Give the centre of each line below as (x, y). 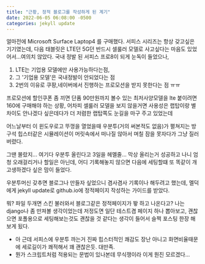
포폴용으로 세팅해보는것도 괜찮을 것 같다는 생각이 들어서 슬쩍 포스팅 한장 (103, 219)
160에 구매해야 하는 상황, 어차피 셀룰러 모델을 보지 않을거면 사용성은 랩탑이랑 (98, 106)
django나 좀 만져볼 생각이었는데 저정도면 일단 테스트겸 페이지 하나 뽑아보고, (96, 211)
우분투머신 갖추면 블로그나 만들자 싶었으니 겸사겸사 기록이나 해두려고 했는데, (97, 183)
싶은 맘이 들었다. (52, 170)
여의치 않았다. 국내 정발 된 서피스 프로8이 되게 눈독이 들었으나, (95, 57)
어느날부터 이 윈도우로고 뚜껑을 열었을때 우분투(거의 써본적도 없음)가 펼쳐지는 (98, 127)
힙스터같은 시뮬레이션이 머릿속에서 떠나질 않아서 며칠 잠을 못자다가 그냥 (102, 134)
